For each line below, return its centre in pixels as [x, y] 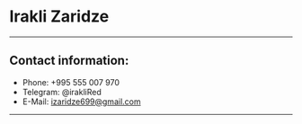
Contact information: [69, 61]
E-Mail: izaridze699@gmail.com [81, 102]
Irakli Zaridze [59, 17]
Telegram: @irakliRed [62, 92]
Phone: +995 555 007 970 [71, 82]
